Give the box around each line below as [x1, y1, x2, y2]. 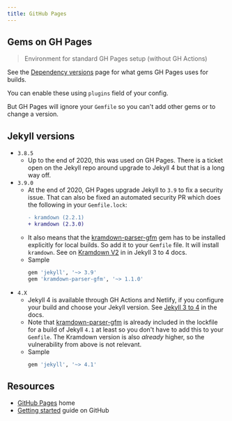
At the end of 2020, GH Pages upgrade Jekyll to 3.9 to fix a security [27, 186, 223, 194]
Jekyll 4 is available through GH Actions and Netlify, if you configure [27, 295, 224, 304]
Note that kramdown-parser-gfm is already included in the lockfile [27, 318, 218, 326]
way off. [27, 171, 51, 179]
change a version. [7, 110, 59, 119]
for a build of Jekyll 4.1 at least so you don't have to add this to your [27, 325, 224, 334]
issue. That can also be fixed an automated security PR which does [27, 193, 221, 202]
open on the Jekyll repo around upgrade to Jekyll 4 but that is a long [27, 163, 225, 172]
